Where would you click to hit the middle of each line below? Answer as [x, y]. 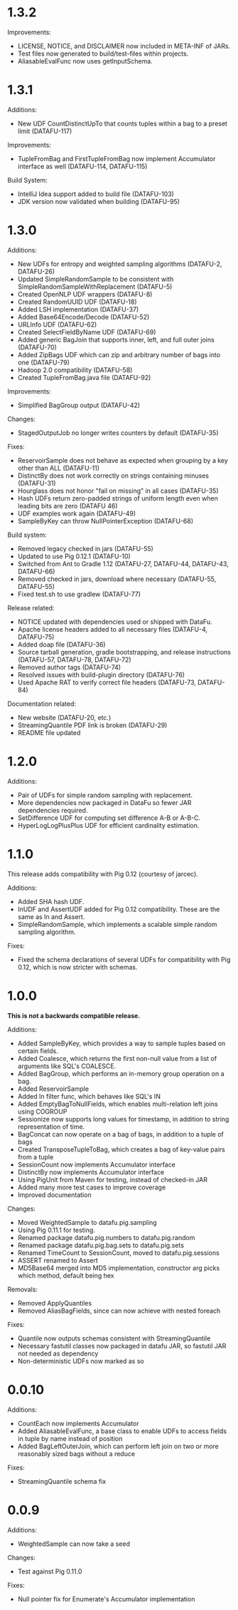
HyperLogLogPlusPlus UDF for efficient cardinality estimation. [108, 825]
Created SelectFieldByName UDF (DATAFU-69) [87, 332]
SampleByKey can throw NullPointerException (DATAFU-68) [106, 521]
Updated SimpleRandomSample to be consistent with [96, 279]
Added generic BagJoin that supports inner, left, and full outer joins [116, 339]
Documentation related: [42, 704]
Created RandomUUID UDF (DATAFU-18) [77, 302]
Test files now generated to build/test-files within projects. [103, 53]
